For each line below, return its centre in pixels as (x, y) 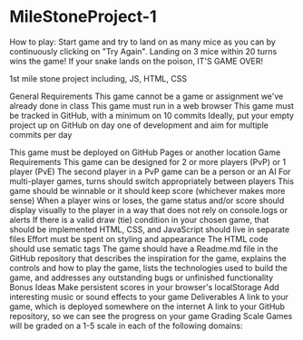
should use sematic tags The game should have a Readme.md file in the (144, 248)
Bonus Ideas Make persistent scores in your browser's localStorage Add (144, 287)
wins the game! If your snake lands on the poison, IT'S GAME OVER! (137, 61)
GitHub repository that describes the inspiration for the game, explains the (148, 258)
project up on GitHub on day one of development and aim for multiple (139, 125)
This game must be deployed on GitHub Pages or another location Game (145, 152)
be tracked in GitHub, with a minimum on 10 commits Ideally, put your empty (152, 115)
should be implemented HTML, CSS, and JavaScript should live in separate (150, 229)
